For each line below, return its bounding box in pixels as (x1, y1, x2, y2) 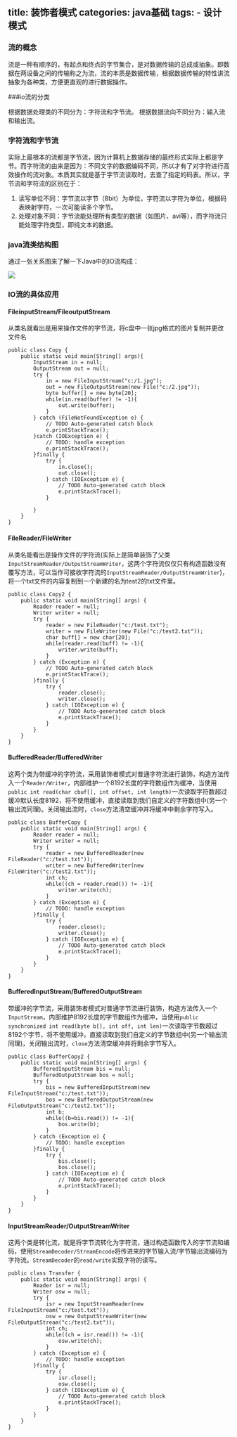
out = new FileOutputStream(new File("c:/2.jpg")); (45, 384, 200, 391)
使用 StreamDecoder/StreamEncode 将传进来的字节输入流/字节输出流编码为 (20, 1247, 228, 1256)
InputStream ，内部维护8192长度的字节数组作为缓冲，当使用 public (8, 1013, 199, 1022)
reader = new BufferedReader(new (45, 849, 143, 856)
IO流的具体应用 (8, 290, 59, 299)
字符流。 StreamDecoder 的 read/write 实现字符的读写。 (8, 1256, 161, 1264)
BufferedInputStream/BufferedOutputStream (8, 987, 143, 996)
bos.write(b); (58, 1121, 100, 1128)
